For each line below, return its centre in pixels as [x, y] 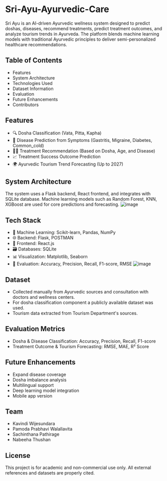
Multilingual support [33, 385]
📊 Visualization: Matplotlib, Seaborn [50, 257]
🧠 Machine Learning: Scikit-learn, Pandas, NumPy [64, 232]
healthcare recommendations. [36, 44]
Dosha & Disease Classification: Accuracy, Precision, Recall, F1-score [84, 341]
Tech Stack [23, 220]
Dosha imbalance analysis [39, 380]
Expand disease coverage [39, 374]
